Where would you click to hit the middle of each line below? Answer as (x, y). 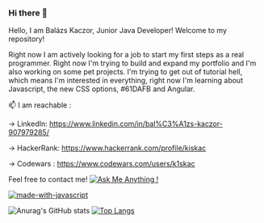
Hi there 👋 (28, 13)
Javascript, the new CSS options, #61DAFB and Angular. (102, 89)
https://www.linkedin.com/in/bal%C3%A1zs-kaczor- (136, 124)
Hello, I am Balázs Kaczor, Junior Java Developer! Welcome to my (118, 31)
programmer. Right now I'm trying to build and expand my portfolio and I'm (132, 63)
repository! (27, 39)
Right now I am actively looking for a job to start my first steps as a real (126, 55)
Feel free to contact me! (48, 179)
